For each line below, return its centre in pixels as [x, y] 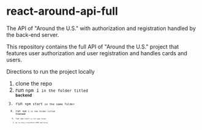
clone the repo [34, 83]
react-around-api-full [62, 11]
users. [14, 59]
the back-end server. [33, 34]
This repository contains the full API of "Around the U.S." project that [93, 47]
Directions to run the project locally [50, 71]
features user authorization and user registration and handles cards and [97, 53]
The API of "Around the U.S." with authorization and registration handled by [101, 28]
